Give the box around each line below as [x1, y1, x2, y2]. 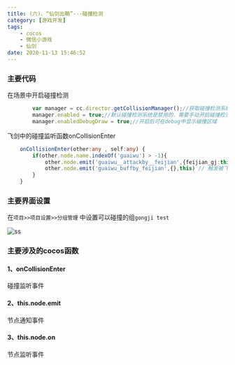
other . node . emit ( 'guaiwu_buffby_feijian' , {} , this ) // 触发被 [44, 165, 224, 172]
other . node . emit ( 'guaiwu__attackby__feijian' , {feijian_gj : [44, 158, 220, 165]
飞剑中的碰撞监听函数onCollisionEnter [7, 131, 116, 140]
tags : [7, 23, 23, 30]
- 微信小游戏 [20, 36, 52, 43]
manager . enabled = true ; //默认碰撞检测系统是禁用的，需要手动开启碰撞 [32, 111, 220, 119]
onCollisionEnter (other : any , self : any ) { [20, 145, 145, 153]
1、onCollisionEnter [7, 264, 66, 273]
